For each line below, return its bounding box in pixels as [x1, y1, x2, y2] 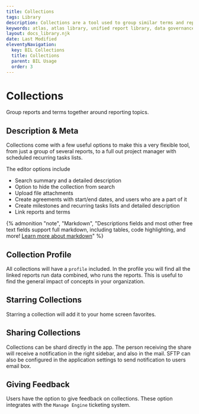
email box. [6, 362, 31, 370]
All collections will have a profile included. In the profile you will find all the [6, 265, 191, 272]
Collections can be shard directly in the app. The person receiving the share [6, 344, 191, 351]
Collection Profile [6, 250, 72, 260]
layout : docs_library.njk [6, 31, 70, 37]
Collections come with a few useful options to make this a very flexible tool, [6, 141, 191, 148]
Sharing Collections [6, 328, 81, 338]
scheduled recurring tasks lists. [6, 154, 83, 161]
